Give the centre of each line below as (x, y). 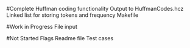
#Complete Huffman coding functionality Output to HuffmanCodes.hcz (95, 9)
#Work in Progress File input (42, 27)
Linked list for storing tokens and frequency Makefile (72, 15)
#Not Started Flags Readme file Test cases (60, 38)
